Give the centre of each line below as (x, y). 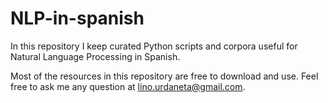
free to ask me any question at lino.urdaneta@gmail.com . (128, 86)
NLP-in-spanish (77, 18)
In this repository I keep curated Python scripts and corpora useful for (154, 46)
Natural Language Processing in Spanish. (95, 56)
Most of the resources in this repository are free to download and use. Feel (164, 76)
